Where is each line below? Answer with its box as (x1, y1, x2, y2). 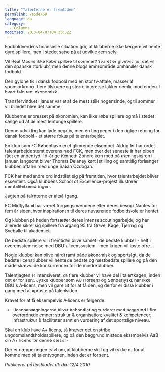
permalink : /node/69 (5, 12, 48, 17)
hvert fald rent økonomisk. (5, 89, 59, 94)
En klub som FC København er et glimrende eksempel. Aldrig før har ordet (5, 143, 155, 148)
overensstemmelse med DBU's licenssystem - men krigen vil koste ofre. (5, 243, 152, 248)
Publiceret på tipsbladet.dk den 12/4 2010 (5, 362, 90, 367)
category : (5, 21, 26, 26)
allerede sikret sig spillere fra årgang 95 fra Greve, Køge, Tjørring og (5, 222, 144, 228)
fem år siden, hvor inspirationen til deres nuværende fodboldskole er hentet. (5, 208, 160, 214)
